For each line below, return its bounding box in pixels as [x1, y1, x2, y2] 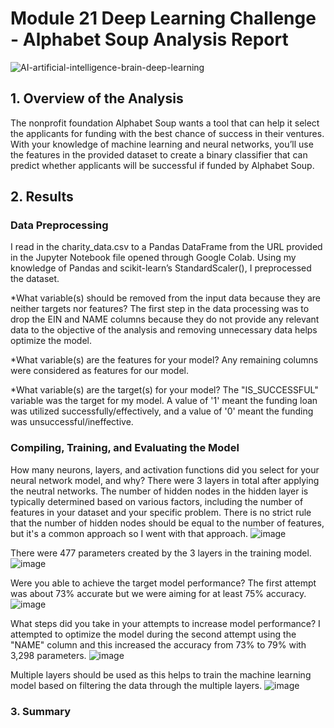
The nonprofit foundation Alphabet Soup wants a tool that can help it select [10, 117, 320, 129]
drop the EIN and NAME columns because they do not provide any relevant [10, 313, 320, 326]
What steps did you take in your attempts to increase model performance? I [10, 617, 321, 629]
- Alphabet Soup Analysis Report [10, 28, 289, 51]
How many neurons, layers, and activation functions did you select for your [10, 463, 320, 476]
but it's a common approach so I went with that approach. [10, 527, 249, 539]
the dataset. [10, 273, 60, 285]
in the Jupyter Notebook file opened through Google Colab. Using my [10, 252, 297, 264]
